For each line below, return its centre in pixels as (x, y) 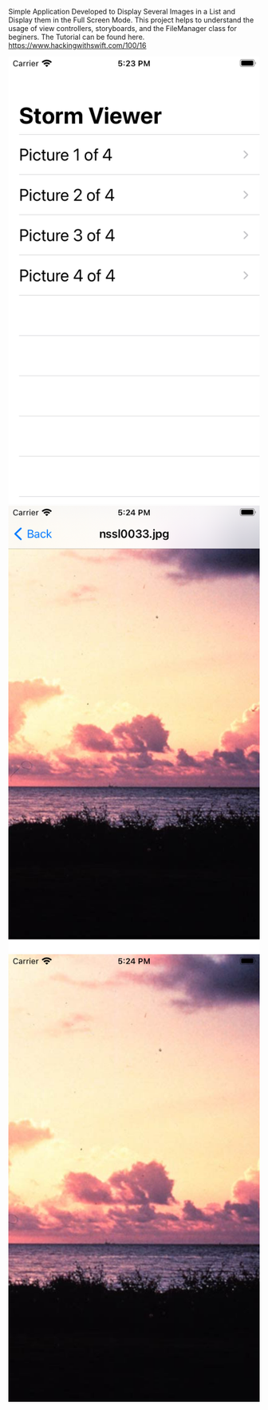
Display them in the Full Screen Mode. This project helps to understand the (131, 20)
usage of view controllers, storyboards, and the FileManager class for (122, 28)
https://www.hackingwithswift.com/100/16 (77, 45)
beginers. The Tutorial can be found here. (77, 37)
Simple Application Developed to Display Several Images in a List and (122, 12)
